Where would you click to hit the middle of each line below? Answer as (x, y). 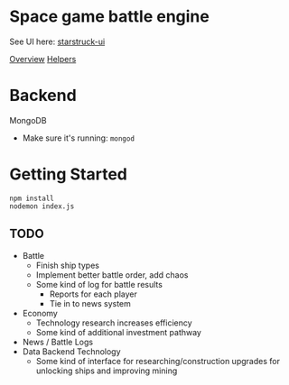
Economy (40, 313)
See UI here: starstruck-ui (57, 41)
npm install (32, 198)
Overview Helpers (43, 59)
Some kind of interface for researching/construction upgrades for (158, 361)
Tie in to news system (90, 303)
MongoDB (28, 120)
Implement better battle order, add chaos (112, 275)
